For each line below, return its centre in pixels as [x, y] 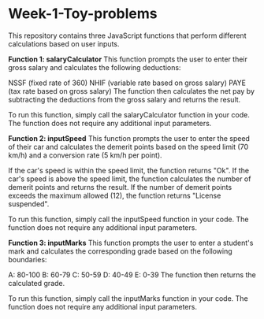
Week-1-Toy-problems [83, 14]
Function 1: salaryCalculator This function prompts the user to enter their [128, 59]
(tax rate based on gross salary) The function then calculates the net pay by [131, 91]
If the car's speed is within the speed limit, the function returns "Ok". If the [129, 170]
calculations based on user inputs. [64, 43]
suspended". [29, 204]
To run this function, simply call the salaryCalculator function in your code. [129, 114]
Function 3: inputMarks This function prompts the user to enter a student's [131, 243]
